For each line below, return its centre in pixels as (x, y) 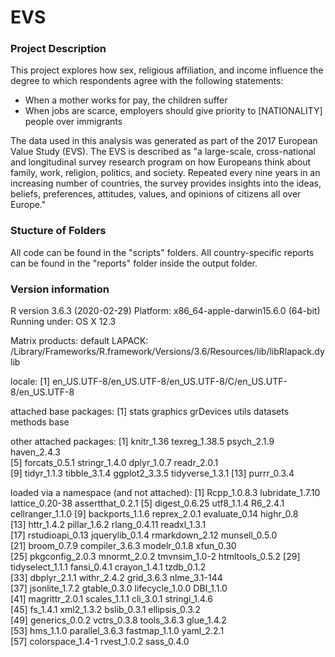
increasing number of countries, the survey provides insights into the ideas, (166, 183)
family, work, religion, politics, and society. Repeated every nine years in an (165, 173)
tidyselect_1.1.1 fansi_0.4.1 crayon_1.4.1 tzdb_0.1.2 (108, 567)
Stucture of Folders (58, 231)
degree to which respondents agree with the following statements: (147, 81)
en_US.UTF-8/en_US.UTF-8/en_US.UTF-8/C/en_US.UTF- (170, 382)
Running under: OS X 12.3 (63, 322)
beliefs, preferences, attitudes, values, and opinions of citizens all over (156, 194)
